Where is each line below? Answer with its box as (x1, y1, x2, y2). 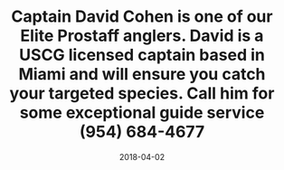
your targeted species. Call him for (9, 83, 275, 104)
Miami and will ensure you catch (18, 64, 266, 85)
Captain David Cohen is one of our (11, 6, 273, 27)
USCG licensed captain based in (18, 45, 266, 65)
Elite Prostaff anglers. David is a (20, 25, 264, 46)
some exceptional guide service (19, 102, 265, 123)
